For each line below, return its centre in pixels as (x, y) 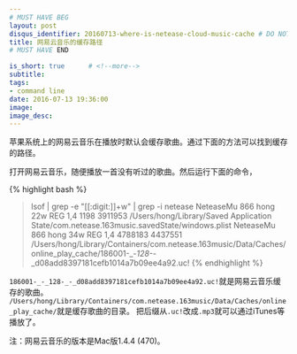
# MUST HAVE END (39, 50)
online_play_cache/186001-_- (84, 254)
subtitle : (27, 75)
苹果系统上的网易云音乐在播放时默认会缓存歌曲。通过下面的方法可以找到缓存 (148, 142)
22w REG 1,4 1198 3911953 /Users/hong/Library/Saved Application (151, 216)
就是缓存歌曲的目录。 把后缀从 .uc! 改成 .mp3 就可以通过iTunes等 (171, 312)
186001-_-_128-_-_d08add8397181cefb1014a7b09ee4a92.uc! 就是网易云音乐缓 (145, 281)
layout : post (33, 26)
